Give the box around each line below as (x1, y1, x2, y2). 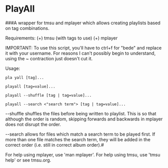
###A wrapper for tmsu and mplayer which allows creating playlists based (5, 20, 161, 26)
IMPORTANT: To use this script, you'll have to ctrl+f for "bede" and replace (5, 45, 162, 51)
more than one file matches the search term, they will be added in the (5, 136, 151, 142)
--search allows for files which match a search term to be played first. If (5, 131, 156, 137)
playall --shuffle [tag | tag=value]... (5, 93, 92, 98)
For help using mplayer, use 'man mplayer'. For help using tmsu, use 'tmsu (5, 151, 161, 157)
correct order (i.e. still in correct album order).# (5, 142, 104, 148)
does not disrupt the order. (5, 121, 61, 127)
